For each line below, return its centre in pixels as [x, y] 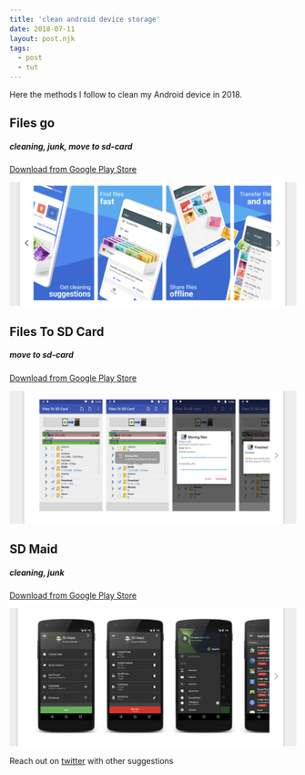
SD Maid [34, 549]
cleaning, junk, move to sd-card [71, 146]
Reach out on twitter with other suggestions [91, 761]
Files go [32, 123]
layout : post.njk [42, 38]
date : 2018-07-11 [42, 29]
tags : [20, 48]
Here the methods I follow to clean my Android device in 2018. [126, 94]
